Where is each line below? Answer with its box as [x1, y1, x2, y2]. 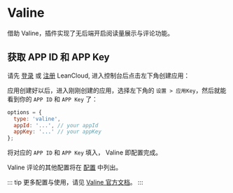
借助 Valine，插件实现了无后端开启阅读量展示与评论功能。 [7, 29, 174, 37]
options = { [7, 108, 42, 116]
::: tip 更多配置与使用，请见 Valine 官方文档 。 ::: [7, 178, 143, 187]
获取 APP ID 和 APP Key [7, 51, 110, 64]
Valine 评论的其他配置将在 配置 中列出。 [7, 163, 122, 172]
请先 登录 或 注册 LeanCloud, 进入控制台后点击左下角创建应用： [7, 71, 190, 80]
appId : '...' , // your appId [13, 122, 99, 129]
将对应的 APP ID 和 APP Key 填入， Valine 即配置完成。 [7, 148, 162, 157]
